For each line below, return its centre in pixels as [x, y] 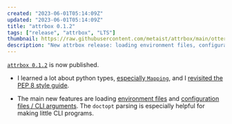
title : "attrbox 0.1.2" [41, 26]
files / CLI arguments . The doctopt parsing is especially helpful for [111, 106]
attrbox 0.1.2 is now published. [53, 65]
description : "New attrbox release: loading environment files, [101, 45]
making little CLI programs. [56, 113]
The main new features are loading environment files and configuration [118, 99]
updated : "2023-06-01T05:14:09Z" [55, 20]
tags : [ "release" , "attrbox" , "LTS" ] [61, 33]
